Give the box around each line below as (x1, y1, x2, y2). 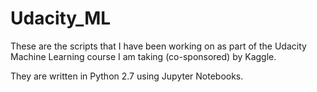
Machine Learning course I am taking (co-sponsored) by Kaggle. (10, 50, 277, 62)
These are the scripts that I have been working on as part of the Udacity (10, 40, 307, 52)
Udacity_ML (10, 7, 112, 30)
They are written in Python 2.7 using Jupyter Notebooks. (10, 70, 244, 82)
